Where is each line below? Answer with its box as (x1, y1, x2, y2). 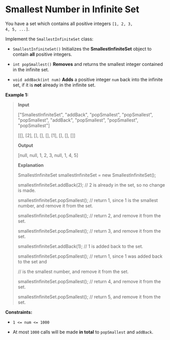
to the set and (17, 258, 47, 264)
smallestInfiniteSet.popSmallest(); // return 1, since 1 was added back (17, 253, 163, 259)
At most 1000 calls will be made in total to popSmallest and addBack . (12, 329, 154, 335)
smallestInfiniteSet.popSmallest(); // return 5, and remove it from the (17, 293, 161, 300)
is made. (17, 187, 36, 193)
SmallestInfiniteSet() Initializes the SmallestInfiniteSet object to (12, 46, 152, 52)
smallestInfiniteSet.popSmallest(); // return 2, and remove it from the (17, 212, 161, 218)
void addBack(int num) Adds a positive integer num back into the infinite (12, 76, 163, 82)
